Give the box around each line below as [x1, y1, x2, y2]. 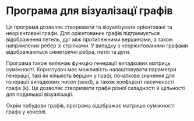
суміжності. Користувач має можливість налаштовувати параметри [6, 65, 177, 72]
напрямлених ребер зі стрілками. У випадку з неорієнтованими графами [6, 42, 188, 49]
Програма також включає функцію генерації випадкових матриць [6, 60, 171, 67]
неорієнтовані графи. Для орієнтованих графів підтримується [6, 29, 160, 36]
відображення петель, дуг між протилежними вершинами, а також [6, 36, 174, 43]
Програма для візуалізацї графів [6, 4, 173, 18]
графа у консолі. [6, 108, 48, 115]
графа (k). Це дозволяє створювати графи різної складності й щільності [6, 84, 185, 91]
